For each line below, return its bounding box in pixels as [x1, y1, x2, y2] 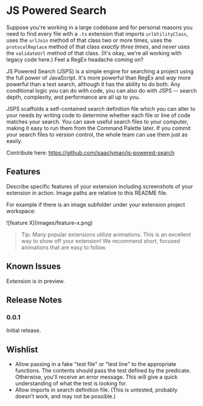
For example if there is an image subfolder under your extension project [6, 201, 185, 208]
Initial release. [6, 327, 41, 334]
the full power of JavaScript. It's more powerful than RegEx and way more [6, 74, 191, 81]
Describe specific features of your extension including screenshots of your [6, 182, 193, 190]
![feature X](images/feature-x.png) [6, 219, 93, 226]
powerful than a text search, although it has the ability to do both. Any [6, 80, 181, 88]
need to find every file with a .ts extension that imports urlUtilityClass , [6, 30, 188, 37]
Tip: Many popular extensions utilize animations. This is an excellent [21, 231, 191, 238]
